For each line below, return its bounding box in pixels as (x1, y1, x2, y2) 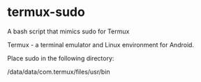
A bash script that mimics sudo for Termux (7, 27, 130, 35)
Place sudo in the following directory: (7, 54, 114, 63)
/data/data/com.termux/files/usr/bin (7, 67, 110, 76)
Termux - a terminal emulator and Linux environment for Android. (7, 40, 194, 49)
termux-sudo (7, 4, 85, 20)
